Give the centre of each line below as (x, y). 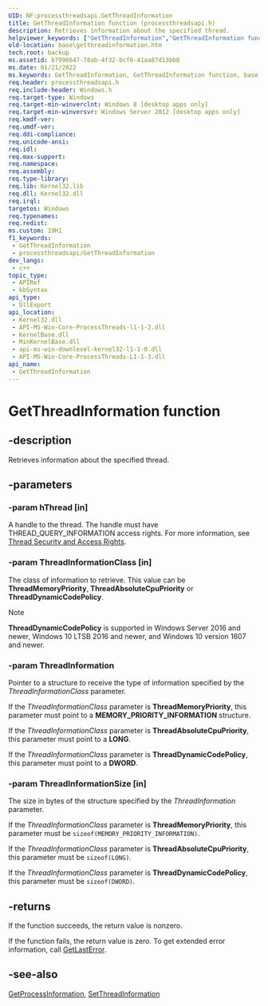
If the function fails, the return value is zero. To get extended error (117, 941)
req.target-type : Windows (51, 97)
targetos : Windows (39, 208)
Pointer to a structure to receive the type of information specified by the (126, 682)
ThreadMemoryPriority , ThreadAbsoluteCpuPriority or (101, 588)
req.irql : (25, 201)
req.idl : (23, 149)
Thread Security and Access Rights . (67, 542)
